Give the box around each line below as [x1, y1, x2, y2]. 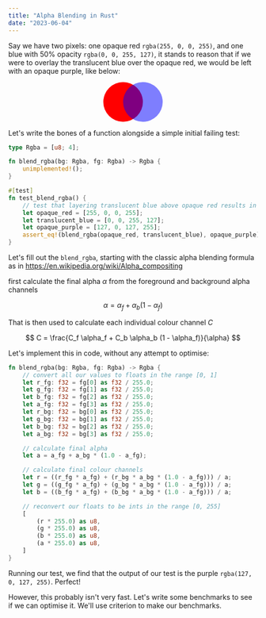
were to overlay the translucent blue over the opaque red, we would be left [8, 57, 252, 67]
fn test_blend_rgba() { [8, 194, 87, 202]
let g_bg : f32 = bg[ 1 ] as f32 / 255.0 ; [22, 415, 154, 423]
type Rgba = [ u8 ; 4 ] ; [8, 144, 80, 152]
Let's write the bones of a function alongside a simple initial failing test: [8, 128, 240, 137]
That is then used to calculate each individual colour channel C [8, 317, 214, 327]
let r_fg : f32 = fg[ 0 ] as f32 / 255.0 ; [22, 378, 154, 386]
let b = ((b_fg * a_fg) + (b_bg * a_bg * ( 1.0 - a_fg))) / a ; [22, 488, 232, 496]
